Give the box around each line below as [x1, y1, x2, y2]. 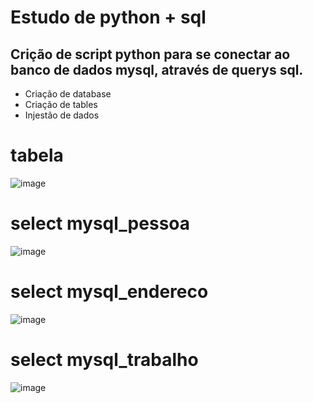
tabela [10, 144, 64, 167]
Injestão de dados [24, 109, 100, 121]
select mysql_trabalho [10, 349, 199, 371]
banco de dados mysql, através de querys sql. [10, 61, 304, 78]
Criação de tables [24, 99, 98, 110]
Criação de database [24, 88, 112, 100]
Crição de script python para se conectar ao [10, 46, 291, 63]
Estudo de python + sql [10, 6, 207, 29]
